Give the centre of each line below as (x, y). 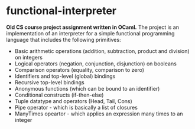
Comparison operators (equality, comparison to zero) (79, 70)
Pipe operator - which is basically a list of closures (76, 107)
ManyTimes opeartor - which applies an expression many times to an (99, 114)
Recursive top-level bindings (49, 82)
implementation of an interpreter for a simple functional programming (90, 33)
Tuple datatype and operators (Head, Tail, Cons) (74, 101)
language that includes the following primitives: (64, 39)
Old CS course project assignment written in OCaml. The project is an (92, 27)
